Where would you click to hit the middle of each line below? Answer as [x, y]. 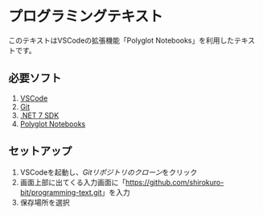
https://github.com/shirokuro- [175, 182]
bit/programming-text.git [61, 192]
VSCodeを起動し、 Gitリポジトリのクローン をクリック [109, 172]
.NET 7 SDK [39, 115]
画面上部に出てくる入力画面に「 [73, 182]
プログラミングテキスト [86, 17]
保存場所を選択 [45, 202]
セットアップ [40, 151]
